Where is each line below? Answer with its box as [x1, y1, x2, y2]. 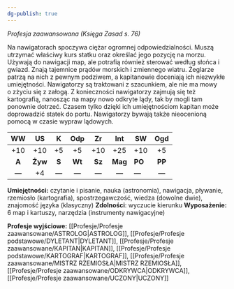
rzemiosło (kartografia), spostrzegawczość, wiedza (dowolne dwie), [7, 193, 203, 202]
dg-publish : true [7, 10, 58, 17]
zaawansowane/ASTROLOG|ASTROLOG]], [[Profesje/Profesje [7, 229, 185, 237]
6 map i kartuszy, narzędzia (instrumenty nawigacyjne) [7, 208, 166, 216]
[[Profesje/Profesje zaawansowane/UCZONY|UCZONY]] [7, 274, 169, 282]
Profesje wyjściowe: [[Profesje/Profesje [7, 221, 124, 230]
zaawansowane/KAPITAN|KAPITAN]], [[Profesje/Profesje [7, 244, 171, 252]
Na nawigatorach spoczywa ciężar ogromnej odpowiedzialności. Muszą [7, 43, 214, 51]
